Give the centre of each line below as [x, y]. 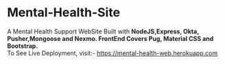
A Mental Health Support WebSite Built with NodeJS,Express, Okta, [103, 31]
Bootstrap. [23, 46]
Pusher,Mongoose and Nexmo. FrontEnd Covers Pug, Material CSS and [110, 38]
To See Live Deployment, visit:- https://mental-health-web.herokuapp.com [113, 53]
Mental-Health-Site [64, 13]
